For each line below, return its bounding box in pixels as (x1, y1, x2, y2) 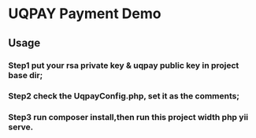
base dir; (8, 69, 43, 80)
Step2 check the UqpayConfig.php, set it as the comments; (8, 91, 240, 102)
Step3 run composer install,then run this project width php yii (8, 112, 249, 123)
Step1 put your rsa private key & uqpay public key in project (8, 60, 239, 71)
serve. (8, 121, 34, 132)
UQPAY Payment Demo (8, 5, 161, 23)
